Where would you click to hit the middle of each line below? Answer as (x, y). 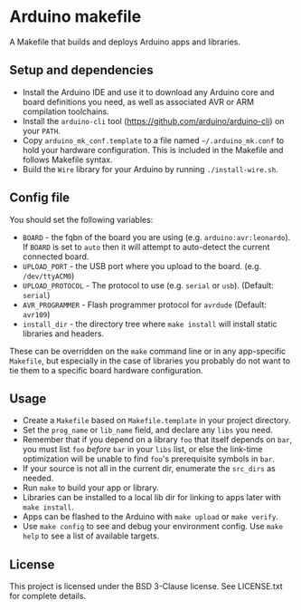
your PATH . (41, 131)
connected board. (56, 257)
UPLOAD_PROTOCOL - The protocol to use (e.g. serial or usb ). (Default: (148, 285)
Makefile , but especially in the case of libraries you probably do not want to (150, 361)
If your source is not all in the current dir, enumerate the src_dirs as (149, 469)
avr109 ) (36, 314)
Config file (40, 198)
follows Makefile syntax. (67, 160)
